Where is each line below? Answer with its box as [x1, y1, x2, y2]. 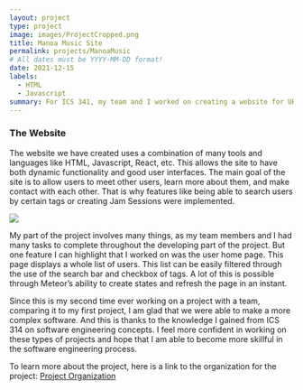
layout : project [9, 13, 70, 23]
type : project [9, 22, 63, 31]
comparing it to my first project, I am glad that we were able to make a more [9, 304, 291, 316]
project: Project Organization [9, 370, 116, 381]
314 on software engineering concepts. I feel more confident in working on [9, 324, 287, 335]
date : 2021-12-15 [9, 64, 75, 73]
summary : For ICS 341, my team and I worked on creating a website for [9, 97, 284, 107]
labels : [9, 72, 39, 81]
